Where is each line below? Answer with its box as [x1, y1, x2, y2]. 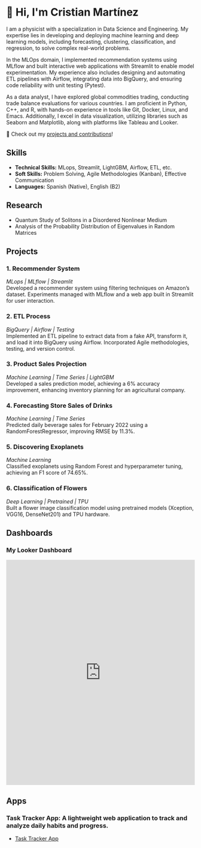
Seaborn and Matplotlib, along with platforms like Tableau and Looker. [6, 118, 178, 126]
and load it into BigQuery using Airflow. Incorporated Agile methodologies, [6, 339, 190, 346]
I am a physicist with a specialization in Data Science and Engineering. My [6, 25, 188, 32]
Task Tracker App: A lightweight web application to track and [6, 814, 187, 822]
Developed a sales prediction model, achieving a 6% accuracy [6, 380, 160, 387]
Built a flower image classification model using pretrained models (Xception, [6, 504, 194, 511]
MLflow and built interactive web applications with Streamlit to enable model [6, 62, 194, 70]
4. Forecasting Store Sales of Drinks [6, 401, 112, 410]
